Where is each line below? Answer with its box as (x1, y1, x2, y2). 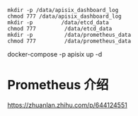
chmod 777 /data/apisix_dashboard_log (7, 13, 122, 20)
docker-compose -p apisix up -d (7, 50, 103, 58)
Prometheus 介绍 (7, 77, 109, 93)
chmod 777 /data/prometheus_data (7, 37, 132, 45)
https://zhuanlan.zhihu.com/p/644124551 (7, 100, 127, 109)
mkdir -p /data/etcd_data (7, 19, 110, 26)
